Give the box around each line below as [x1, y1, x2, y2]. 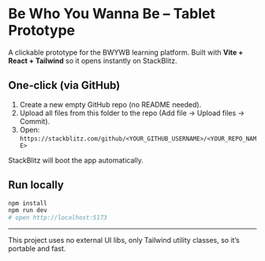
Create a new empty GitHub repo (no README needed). [19, 99, 202, 109]
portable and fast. [8, 244, 66, 253]
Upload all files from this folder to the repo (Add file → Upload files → [19, 108, 245, 117]
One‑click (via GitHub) [8, 79, 121, 92]
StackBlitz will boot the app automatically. [8, 155, 144, 165]
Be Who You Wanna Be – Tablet [8, 5, 215, 23]
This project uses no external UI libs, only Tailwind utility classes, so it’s [8, 236, 241, 245]
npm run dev [8, 207, 47, 214]
